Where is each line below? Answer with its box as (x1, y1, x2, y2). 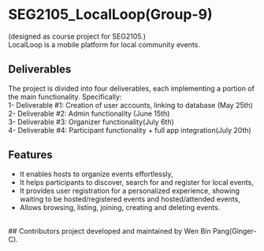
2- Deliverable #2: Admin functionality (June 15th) (8, 109, 170, 118)
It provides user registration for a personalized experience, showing (19, 186, 240, 195)
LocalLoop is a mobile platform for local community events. (8, 39, 201, 49)
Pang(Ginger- (212, 226, 257, 235)
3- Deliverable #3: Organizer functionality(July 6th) (8, 116, 175, 127)
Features (8, 148, 53, 162)
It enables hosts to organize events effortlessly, (19, 169, 173, 179)
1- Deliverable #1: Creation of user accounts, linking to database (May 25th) (8, 100, 254, 109)
